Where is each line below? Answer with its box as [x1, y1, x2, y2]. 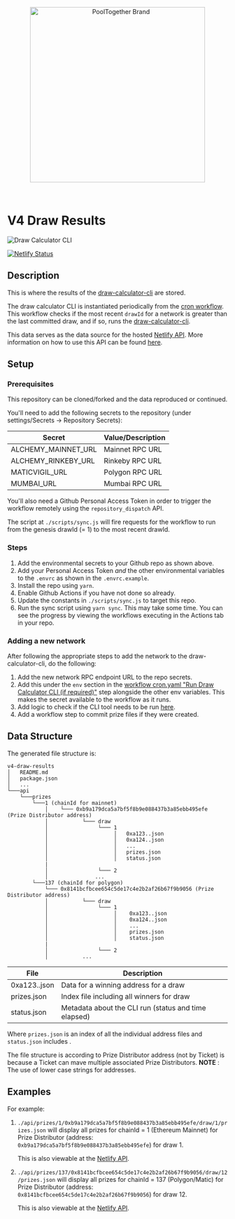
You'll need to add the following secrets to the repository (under [7, 409, 192, 417]
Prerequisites [7, 379, 54, 389]
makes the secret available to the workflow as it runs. [17, 695, 171, 704]
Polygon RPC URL [104, 467, 163, 477]
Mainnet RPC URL [104, 445, 162, 454]
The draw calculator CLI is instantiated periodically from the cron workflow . [7, 302, 224, 310]
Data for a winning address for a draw [61, 980, 185, 990]
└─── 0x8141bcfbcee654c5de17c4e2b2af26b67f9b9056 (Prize [44, 885, 215, 892]
